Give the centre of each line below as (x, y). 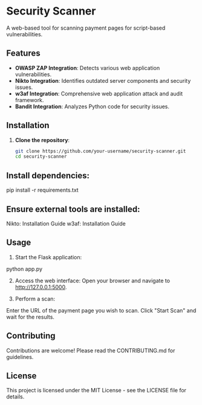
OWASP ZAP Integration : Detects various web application (87, 68)
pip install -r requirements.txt (42, 190)
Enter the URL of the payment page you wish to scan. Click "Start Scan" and (101, 310)
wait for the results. (30, 317)
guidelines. (20, 357)
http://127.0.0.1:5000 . (41, 287)
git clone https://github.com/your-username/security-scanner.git (100, 151)
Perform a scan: (35, 299)
